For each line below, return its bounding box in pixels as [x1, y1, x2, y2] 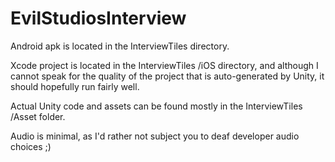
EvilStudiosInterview [10, 7, 187, 30]
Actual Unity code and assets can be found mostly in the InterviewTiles [10, 100, 303, 112]
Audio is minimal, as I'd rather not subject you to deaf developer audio [10, 130, 300, 142]
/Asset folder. [10, 110, 66, 122]
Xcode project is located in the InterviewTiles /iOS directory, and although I [10, 59, 319, 71]
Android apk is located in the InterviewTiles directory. [10, 40, 230, 52]
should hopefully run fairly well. [10, 80, 140, 92]
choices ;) [10, 140, 52, 152]
